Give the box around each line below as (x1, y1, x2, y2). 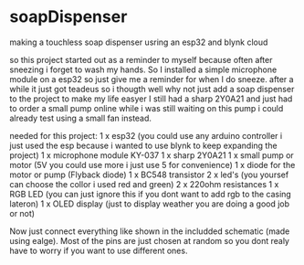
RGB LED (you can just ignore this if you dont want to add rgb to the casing (9, 188, 292, 199)
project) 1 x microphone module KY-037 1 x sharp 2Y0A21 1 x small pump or (9, 149, 294, 161)
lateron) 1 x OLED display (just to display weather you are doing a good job (9, 198, 290, 209)
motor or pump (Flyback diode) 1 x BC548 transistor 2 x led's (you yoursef (9, 169, 289, 180)
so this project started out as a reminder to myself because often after (9, 54, 273, 65)
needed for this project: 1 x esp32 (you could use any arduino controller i (9, 130, 283, 141)
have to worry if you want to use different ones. (9, 245, 188, 256)
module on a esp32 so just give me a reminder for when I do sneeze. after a (9, 73, 294, 84)
